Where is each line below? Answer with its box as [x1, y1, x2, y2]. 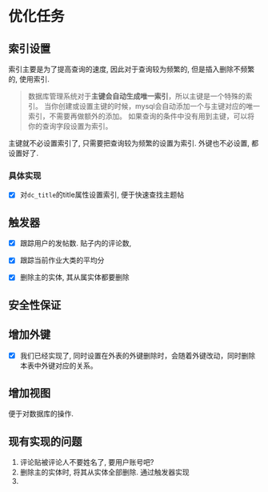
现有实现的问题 [8, 434, 82, 448]
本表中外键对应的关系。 [19, 361, 98, 370]
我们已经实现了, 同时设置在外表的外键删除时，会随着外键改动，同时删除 [19, 350, 256, 360]
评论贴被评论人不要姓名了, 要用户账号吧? [19, 458, 154, 467]
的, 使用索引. [8, 74, 50, 84]
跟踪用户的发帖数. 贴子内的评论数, [19, 238, 132, 248]
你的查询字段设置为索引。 [27, 122, 113, 130]
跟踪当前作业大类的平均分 [19, 255, 105, 265]
